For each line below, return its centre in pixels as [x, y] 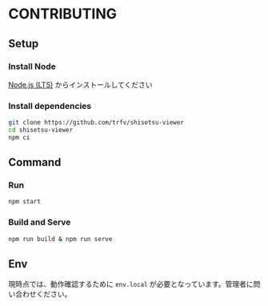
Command [35, 162]
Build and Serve [40, 223]
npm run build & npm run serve [60, 239]
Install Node [32, 66]
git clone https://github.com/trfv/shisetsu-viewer [96, 123]
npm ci [19, 137]
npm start [25, 202]
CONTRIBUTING [63, 14]
